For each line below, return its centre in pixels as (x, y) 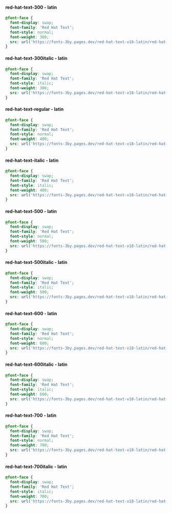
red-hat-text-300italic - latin (36, 58)
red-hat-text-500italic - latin (36, 262)
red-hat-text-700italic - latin (36, 466)
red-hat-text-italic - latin (32, 160)
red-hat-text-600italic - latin (36, 364)
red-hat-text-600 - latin (31, 313)
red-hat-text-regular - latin (35, 109)
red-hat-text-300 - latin (31, 7)
